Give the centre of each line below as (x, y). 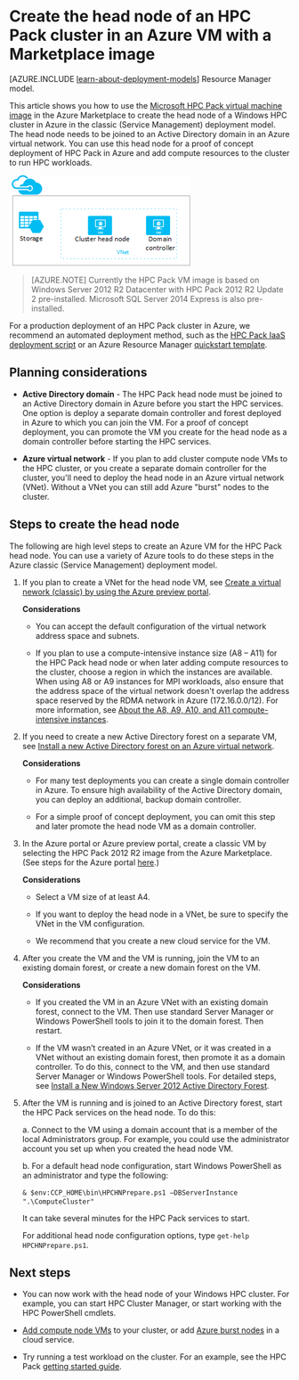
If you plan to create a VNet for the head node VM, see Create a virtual (152, 582)
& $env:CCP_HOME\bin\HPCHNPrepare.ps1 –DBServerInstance (130, 1192)
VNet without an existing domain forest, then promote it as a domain (160, 1057)
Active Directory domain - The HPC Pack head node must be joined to (152, 394)
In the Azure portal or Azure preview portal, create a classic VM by (144, 843)
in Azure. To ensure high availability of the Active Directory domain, (159, 789)
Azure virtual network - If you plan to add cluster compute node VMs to (154, 458)
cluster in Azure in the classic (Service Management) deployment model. (142, 124)
